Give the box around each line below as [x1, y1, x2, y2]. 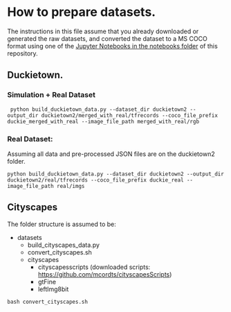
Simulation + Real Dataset [7, 90, 95, 100]
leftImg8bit [37, 285, 69, 293]
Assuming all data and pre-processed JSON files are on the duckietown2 [7, 150, 216, 158]
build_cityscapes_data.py [27, 241, 100, 249]
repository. [7, 49, 38, 58]
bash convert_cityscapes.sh [7, 298, 89, 305]
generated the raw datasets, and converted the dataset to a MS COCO [7, 34, 207, 42]
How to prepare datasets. [7, 4, 156, 20]
